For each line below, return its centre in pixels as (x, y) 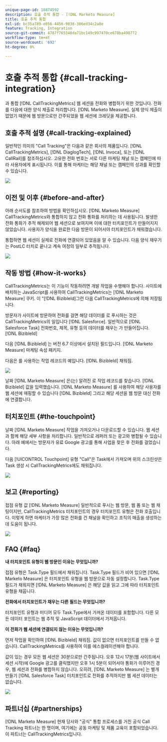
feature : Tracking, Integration (39, 29)
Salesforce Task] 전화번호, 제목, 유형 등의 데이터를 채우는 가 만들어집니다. (77, 328)
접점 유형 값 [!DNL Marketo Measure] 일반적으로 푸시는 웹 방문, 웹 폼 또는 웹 (80, 505)
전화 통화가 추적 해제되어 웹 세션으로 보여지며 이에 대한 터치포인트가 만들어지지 (82, 223)
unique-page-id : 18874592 (32, 10)
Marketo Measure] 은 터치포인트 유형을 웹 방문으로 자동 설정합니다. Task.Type (82, 579)
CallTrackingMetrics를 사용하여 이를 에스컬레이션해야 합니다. (80, 646)
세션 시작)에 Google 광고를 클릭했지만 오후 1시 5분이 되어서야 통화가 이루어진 (80, 663)
